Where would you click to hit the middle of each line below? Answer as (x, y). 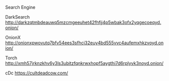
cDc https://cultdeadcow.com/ (37, 73)
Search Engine (20, 7)
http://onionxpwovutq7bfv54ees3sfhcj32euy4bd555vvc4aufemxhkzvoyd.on (84, 43)
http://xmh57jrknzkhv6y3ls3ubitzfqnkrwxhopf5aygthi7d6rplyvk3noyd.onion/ (84, 63)
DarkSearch (18, 17)
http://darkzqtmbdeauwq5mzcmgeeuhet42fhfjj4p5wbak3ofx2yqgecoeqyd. (83, 22)
